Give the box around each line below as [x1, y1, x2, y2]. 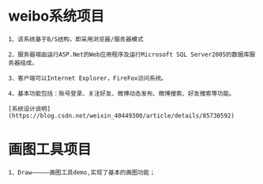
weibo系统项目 [8, 7, 105, 25]
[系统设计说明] [8, 104, 51, 113]
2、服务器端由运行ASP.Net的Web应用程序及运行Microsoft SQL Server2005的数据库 [8, 51, 250, 58]
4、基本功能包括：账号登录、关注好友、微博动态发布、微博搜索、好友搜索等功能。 [8, 89, 235, 97]
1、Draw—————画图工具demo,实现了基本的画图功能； [8, 168, 156, 176]
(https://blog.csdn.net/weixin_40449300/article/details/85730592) [8, 111, 235, 119]
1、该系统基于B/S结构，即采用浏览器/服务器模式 [8, 35, 144, 43]
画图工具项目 [8, 141, 92, 159]
